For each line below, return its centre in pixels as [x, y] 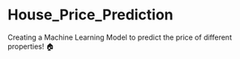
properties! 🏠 [31, 46]
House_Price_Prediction [90, 15]
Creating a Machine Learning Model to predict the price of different [120, 37]
